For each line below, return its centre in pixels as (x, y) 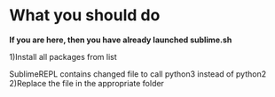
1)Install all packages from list (63, 56)
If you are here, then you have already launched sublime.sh (121, 40)
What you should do (85, 15)
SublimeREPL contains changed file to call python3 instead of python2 (138, 74)
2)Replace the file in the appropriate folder (86, 83)
